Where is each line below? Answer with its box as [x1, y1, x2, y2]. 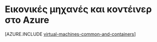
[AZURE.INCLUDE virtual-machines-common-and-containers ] [5, 31, 136, 37]
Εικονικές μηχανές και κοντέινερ [5, 4, 152, 15]
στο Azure [5, 14, 49, 26]
